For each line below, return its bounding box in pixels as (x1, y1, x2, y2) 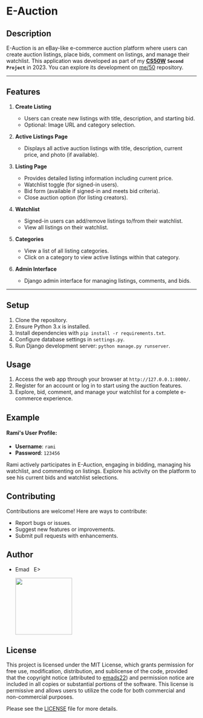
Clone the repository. (14, 316, 68, 323)
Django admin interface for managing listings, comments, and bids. (24, 277, 192, 284)
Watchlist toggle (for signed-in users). (24, 180, 119, 188)
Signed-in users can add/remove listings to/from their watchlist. (24, 217, 183, 225)
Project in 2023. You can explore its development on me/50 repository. (6, 64, 184, 71)
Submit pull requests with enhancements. (14, 532, 118, 539)
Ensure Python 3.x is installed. (14, 323, 91, 330)
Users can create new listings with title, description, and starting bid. (24, 114, 195, 122)
